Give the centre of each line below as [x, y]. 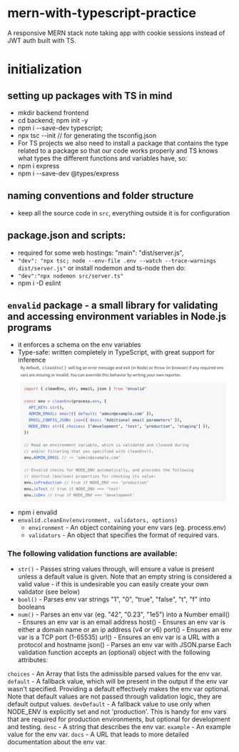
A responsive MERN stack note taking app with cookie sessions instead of [116, 33]
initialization [45, 70]
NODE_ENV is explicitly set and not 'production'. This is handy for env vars [117, 712]
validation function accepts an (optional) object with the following [114, 652]
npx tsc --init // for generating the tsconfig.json [87, 135]
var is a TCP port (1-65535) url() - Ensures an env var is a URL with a [118, 637]
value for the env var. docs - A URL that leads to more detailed [98, 735]
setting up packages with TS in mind [90, 95]
